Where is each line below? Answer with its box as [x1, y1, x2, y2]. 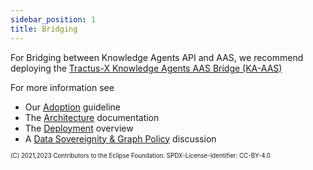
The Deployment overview [24, 122, 134, 134]
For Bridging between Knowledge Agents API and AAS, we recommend [10, 51, 304, 63]
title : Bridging [10, 24, 78, 34]
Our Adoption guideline [24, 101, 121, 113]
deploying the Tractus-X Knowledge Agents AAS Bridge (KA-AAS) [10, 62, 283, 74]
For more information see [10, 81, 115, 93]
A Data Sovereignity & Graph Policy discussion [24, 132, 217, 145]
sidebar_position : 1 [10, 14, 97, 25]
